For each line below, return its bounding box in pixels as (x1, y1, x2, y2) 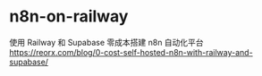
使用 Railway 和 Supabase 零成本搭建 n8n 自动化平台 (9, 37, 204, 47)
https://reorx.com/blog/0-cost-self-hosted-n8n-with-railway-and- (9, 46, 253, 57)
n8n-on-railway (9, 6, 129, 27)
